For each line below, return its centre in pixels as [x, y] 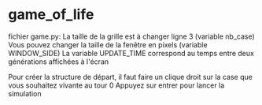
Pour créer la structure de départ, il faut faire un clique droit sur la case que [131, 77]
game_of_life [51, 15]
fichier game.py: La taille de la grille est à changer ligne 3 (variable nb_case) [132, 36]
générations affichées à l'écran [59, 62]
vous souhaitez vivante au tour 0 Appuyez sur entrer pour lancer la [116, 85]
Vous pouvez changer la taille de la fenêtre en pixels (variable [108, 44]
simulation [25, 93]
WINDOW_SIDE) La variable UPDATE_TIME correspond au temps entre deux [131, 53]
